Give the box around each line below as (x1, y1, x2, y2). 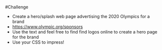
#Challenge (5, 4, 28, 10)
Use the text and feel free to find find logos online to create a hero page (12, 29, 158, 34)
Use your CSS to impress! (12, 39, 65, 45)
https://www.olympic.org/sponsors (12, 24, 83, 30)
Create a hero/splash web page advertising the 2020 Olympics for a (12, 14, 150, 19)
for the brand (12, 34, 39, 40)
